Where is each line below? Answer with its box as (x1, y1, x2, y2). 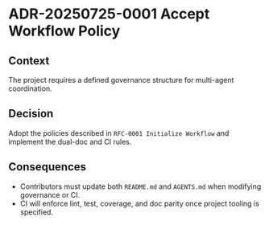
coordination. (8, 84, 52, 93)
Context (8, 54, 50, 67)
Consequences (8, 160, 87, 174)
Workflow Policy (8, 22, 121, 40)
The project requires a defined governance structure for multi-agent (8, 76, 234, 84)
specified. (19, 207, 54, 217)
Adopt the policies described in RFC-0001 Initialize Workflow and (8, 128, 230, 137)
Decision (8, 107, 54, 121)
